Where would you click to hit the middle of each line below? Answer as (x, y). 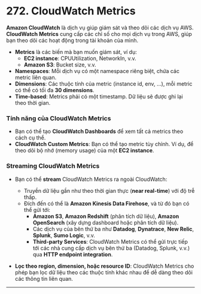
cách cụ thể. (30, 138)
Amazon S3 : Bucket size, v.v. (60, 65)
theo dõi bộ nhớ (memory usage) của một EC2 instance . (84, 150)
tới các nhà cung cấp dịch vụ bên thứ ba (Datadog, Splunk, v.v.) (111, 248)
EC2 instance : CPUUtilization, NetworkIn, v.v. (80, 58)
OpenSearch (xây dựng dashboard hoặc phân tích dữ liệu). (106, 222)
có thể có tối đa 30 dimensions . (54, 90)
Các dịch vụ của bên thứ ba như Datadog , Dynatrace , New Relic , (113, 229)
